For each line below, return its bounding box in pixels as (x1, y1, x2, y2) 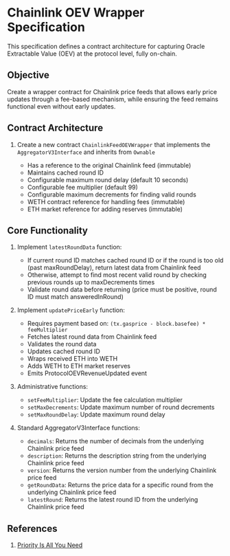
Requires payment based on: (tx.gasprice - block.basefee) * (27, 320, 206, 328)
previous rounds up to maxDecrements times (27, 278, 155, 287)
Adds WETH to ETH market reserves (27, 362, 130, 370)
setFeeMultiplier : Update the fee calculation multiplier (27, 396, 183, 404)
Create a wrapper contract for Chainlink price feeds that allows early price (7, 87, 218, 96)
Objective (7, 69, 50, 81)
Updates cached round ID (27, 347, 101, 355)
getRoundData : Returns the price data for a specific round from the (27, 481, 214, 489)
